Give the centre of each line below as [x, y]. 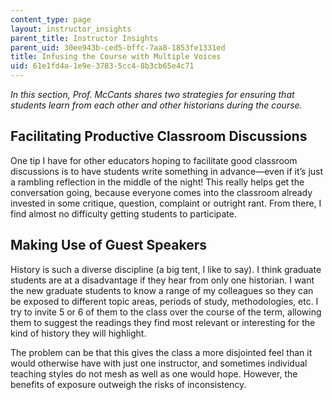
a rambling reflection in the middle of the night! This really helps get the [157, 182]
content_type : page [51, 19]
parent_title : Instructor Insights [84, 38]
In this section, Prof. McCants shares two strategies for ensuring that [152, 94]
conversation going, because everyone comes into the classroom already [161, 192]
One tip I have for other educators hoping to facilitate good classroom [154, 160]
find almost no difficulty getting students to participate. [123, 213]
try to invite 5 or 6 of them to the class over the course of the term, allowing [166, 312]
